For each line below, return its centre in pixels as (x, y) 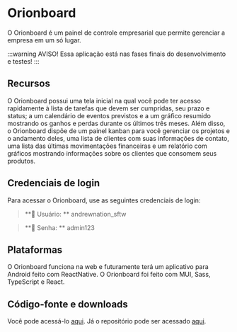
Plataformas (35, 250)
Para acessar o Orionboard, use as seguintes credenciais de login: (104, 200)
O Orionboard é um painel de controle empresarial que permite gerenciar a (116, 33)
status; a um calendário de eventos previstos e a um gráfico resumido (109, 115)
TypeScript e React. (36, 282)
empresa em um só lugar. (44, 40)
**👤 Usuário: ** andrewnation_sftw (75, 214)
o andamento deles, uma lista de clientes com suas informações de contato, (118, 138)
